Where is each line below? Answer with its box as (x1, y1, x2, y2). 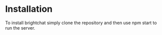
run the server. (5, 25, 35, 31)
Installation (5, 3, 53, 15)
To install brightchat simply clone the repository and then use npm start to (5, 20, 157, 26)
